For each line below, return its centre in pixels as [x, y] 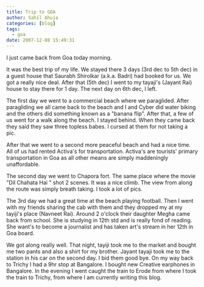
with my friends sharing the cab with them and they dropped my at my [94, 207]
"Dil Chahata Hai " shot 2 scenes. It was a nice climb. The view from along [100, 182]
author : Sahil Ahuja [33, 18]
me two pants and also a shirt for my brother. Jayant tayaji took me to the [98, 251]
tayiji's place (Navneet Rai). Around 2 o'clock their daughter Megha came [98, 214]
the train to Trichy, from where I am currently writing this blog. [84, 277]
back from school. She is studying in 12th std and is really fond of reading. [99, 220]
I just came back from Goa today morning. [59, 58]
